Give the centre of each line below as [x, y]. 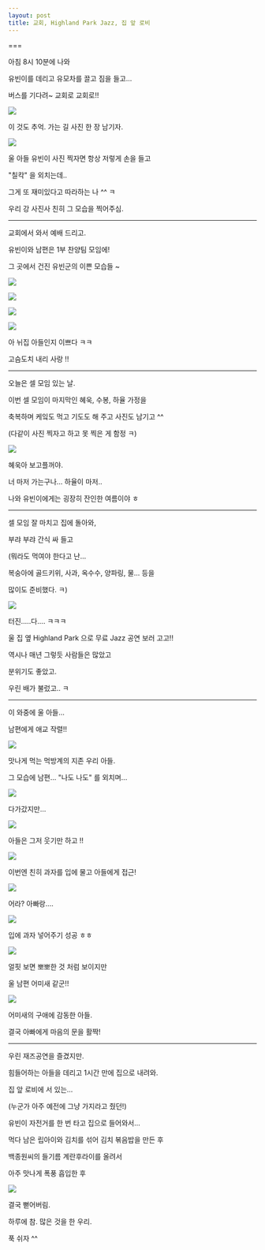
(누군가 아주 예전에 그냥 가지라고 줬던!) [68, 1106]
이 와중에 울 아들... [37, 712]
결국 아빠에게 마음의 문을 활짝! [54, 1032]
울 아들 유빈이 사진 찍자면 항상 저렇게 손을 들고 [80, 158]
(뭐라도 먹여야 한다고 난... [47, 556]
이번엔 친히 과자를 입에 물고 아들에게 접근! [72, 871]
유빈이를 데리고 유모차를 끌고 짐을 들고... [70, 78]
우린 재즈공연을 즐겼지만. [46, 1056]
